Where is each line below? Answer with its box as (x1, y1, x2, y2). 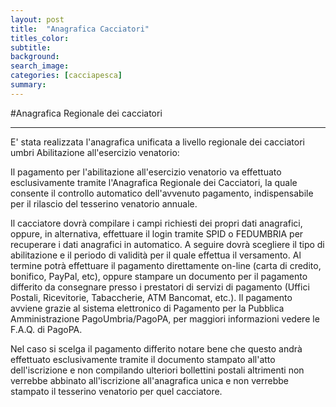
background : (10, 52, 60, 62)
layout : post (10, 14, 65, 25)
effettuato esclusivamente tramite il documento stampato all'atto (10, 353, 276, 365)
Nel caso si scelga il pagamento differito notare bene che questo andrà (10, 342, 303, 355)
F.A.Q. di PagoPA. (10, 323, 83, 335)
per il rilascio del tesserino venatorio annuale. (10, 197, 198, 210)
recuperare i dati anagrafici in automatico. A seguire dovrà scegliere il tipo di (10, 238, 325, 250)
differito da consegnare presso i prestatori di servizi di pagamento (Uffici (10, 281, 310, 293)
